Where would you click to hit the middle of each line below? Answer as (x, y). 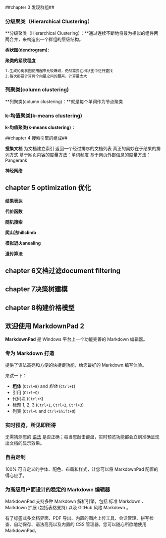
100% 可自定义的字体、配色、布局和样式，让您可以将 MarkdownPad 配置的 (82, 469)
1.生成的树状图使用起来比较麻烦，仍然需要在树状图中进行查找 (59, 71)
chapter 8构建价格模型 (40, 308)
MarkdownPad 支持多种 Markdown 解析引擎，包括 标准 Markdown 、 (76, 501)
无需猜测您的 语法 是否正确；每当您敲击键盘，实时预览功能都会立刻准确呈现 (82, 437)
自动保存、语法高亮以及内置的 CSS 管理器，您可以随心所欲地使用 (80, 524)
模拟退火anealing (23, 243)
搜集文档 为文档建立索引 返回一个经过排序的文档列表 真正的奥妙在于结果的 (81, 148)
